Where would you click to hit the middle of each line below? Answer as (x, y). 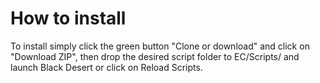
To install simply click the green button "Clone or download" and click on (160, 46)
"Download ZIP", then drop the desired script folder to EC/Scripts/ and (155, 56)
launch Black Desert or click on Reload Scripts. (106, 67)
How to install (68, 18)
